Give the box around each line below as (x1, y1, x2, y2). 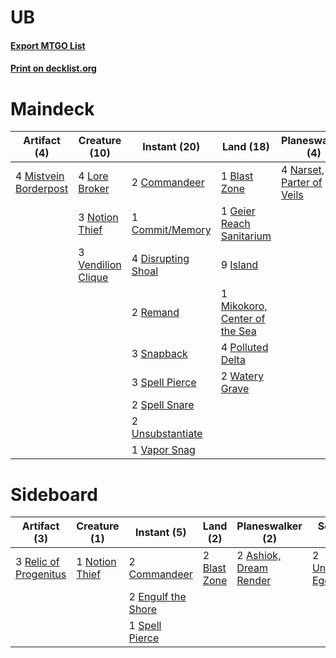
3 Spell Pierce (131, 376, 197, 390)
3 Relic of (15, 555, 60, 569)
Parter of (281, 176, 323, 190)
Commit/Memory (131, 223, 212, 237)
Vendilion (78, 258, 122, 272)
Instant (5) (134, 526, 187, 540)
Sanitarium (220, 229, 272, 243)
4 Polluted (220, 341, 269, 355)
